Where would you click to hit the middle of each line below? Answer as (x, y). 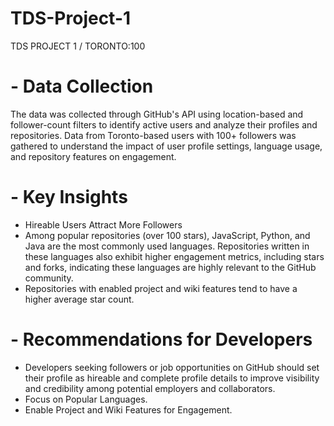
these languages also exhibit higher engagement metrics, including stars (174, 256)
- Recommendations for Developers (161, 339)
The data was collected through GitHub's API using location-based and (157, 114)
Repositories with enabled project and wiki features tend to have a (161, 288)
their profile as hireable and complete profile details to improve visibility (172, 378)
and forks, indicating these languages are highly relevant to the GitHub (170, 267)
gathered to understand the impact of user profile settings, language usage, (166, 146)
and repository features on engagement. (93, 156)
